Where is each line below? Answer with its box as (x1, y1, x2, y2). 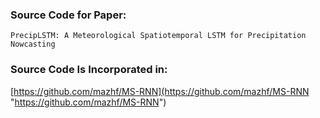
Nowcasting (10, 39, 56, 50)
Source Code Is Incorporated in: (10, 63, 168, 77)
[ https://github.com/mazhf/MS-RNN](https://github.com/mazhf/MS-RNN (10, 85, 310, 97)
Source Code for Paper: (10, 8, 127, 22)
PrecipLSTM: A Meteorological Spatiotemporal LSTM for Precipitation (10, 31, 307, 41)
